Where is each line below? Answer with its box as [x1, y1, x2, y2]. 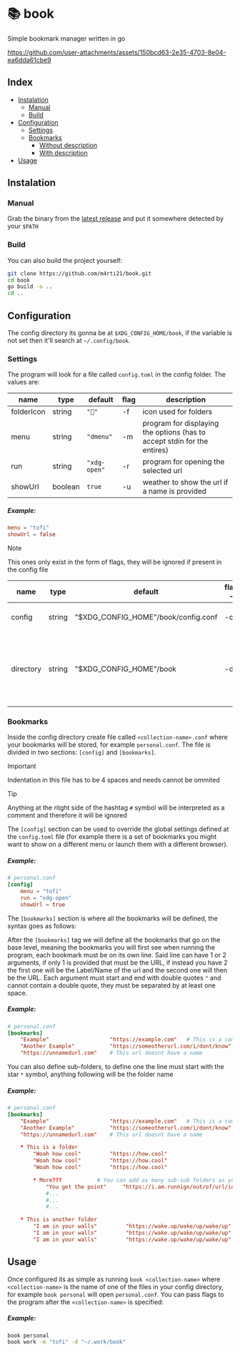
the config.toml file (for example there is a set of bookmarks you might [7, 832, 217, 841]
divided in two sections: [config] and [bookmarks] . [7, 748, 156, 757]
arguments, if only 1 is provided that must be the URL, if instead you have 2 [7, 958, 228, 967]
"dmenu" [86, 433, 113, 441]
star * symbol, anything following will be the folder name [7, 1070, 174, 1079]
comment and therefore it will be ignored [7, 811, 127, 820]
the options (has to [142, 427, 206, 437]
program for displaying [142, 419, 219, 429]
